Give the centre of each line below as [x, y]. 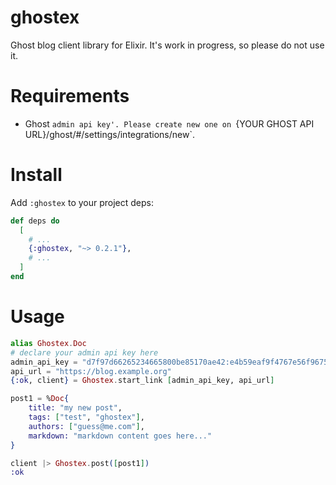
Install [36, 175]
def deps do [35, 221]
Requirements [70, 96]
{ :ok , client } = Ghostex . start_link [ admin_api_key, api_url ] [142, 381]
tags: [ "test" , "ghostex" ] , [86, 417]
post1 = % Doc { [40, 399]
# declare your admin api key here [84, 352]
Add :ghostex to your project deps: [82, 202]
